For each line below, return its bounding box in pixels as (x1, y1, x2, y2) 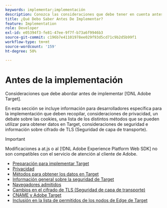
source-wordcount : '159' (5, 44, 57, 49)
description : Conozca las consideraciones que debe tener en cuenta (5, 12, 150, 17)
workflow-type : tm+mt (5, 40, 50, 45)
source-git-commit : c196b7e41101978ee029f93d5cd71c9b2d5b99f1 (5, 35, 137, 40)
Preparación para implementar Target (12, 160, 89, 166)
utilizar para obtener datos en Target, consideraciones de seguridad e (5, 121, 148, 127)
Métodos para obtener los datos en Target (12, 171, 99, 177)
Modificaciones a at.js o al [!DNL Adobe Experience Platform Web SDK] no (5, 146, 158, 152)
